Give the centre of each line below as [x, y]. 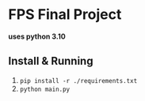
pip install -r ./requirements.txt [78, 80]
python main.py [45, 89]
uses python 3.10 [37, 36]
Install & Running [51, 61]
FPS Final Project [65, 15]
